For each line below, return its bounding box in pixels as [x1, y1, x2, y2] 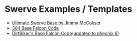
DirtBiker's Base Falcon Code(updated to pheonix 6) [11, 30, 119, 36]
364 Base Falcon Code [11, 25, 59, 31]
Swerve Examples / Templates [4, 3, 133, 15]
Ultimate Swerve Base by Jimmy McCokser [11, 20, 101, 26]
